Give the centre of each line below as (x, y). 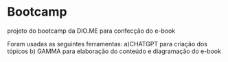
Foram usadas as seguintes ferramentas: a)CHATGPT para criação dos (107, 44)
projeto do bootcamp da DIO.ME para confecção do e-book (91, 31)
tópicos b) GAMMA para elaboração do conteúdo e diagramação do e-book (114, 51)
